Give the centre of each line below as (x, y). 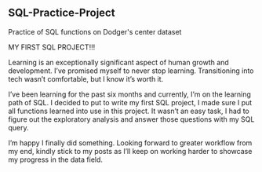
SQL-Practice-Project (62, 13)
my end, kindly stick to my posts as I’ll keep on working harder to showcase (130, 151)
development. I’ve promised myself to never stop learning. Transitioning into (131, 71)
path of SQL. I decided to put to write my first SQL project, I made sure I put (130, 102)
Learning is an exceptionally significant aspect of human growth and (118, 62)
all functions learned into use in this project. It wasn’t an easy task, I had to (129, 111)
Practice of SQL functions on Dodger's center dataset (95, 31)
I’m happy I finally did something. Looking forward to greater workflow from (130, 143)
